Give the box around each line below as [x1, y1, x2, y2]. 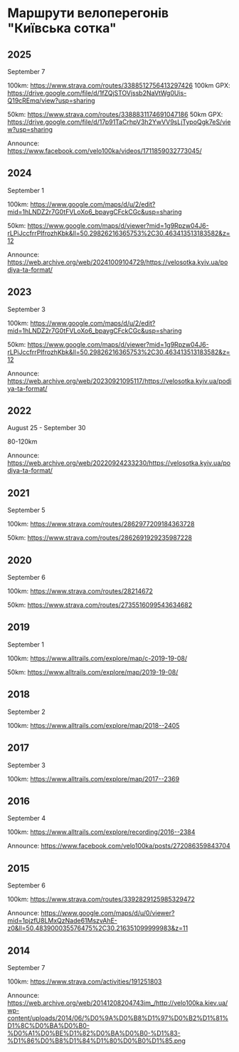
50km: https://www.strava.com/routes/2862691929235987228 [7, 533, 192, 542]
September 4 [7, 814, 46, 823]
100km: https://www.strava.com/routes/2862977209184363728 [7, 520, 195, 528]
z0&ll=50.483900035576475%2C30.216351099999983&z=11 [7, 924, 188, 932]
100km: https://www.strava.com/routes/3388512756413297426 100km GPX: [7, 81, 230, 90]
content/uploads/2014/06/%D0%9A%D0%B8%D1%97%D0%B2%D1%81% [7, 1014, 229, 1022]
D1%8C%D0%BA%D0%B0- [7, 1021, 90, 1030]
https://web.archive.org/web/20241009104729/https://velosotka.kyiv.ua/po [7, 258, 228, 266]
